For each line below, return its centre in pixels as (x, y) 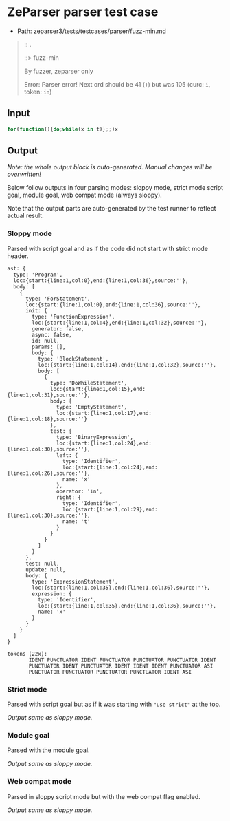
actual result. (25, 216)
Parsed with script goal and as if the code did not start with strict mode (107, 248)
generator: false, (58, 329)
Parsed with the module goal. (49, 750)
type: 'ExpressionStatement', (75, 582)
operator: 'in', (79, 491)
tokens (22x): (27, 654)
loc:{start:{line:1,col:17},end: (104, 413)
